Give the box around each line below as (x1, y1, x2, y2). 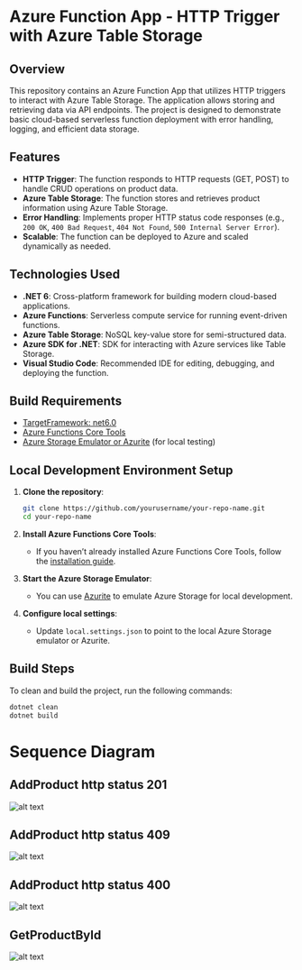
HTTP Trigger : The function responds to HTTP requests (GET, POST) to (22, 173, 290, 184)
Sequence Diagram (9, 741, 156, 762)
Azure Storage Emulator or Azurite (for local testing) (22, 436, 216, 447)
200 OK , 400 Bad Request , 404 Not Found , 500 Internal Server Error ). (22, 221, 280, 232)
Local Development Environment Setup (9, 462, 233, 478)
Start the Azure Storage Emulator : (22, 573, 152, 583)
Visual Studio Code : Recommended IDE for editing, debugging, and (22, 358, 275, 369)
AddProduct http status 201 (9, 777, 168, 792)
